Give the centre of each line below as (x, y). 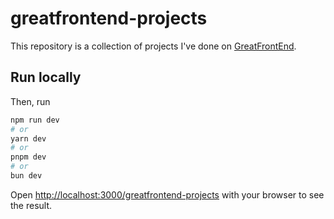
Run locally (46, 77)
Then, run (30, 101)
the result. (31, 205)
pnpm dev (28, 157)
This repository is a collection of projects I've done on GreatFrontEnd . (153, 46)
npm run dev (35, 120)
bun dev (26, 176)
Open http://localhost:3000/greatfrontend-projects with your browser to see (167, 194)
